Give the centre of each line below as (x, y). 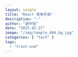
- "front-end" (24, 47)
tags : (11, 42)
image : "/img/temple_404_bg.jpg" (39, 33)
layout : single (21, 10)
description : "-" (23, 19)
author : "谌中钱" (22, 24)
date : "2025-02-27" (25, 28)
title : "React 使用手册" (29, 14)
